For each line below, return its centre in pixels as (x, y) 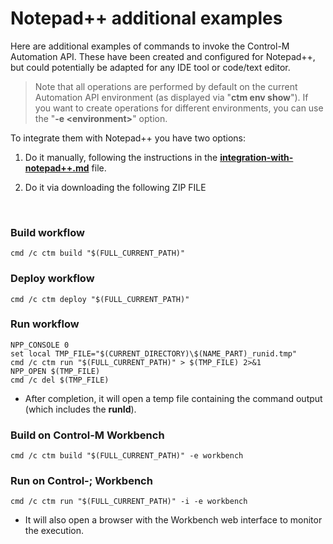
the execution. (54, 531)
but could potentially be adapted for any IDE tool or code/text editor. (150, 67)
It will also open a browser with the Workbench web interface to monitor (173, 520)
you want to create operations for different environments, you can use (179, 108)
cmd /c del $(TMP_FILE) (60, 380)
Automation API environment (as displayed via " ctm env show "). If (171, 97)
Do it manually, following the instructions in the (121, 157)
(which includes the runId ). (80, 409)
